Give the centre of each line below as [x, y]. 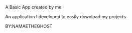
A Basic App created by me [33, 7]
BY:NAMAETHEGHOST [29, 26]
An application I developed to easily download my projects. [66, 16]
